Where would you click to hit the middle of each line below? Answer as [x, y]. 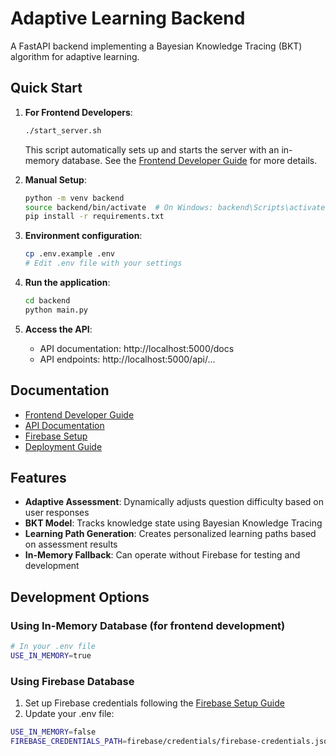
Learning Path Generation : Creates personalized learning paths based [170, 534]
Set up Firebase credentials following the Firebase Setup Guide [154, 703]
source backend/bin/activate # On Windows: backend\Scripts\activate [175, 207]
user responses [57, 513]
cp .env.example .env [69, 254]
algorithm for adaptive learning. [75, 56]
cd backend [47, 301]
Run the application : [67, 282]
